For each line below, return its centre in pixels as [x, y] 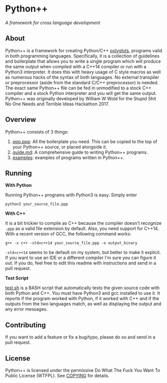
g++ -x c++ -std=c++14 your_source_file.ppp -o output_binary [71, 243]
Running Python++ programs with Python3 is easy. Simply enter [71, 195]
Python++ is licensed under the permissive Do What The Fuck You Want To [83, 370]
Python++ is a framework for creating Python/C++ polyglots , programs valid [84, 50]
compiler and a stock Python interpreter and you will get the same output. [81, 93]
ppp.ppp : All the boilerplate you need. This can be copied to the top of [85, 142]
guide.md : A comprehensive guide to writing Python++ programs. [80, 152]
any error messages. [26, 309]
